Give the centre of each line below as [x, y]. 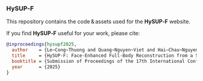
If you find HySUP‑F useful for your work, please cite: [73, 33]
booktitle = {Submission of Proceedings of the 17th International [98, 61]
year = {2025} [36, 67]
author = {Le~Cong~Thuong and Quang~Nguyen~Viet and [83, 50]
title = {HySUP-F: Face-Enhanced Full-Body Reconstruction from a [102, 56]
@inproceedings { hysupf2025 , [42, 44]
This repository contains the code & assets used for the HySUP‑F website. [98, 22]
